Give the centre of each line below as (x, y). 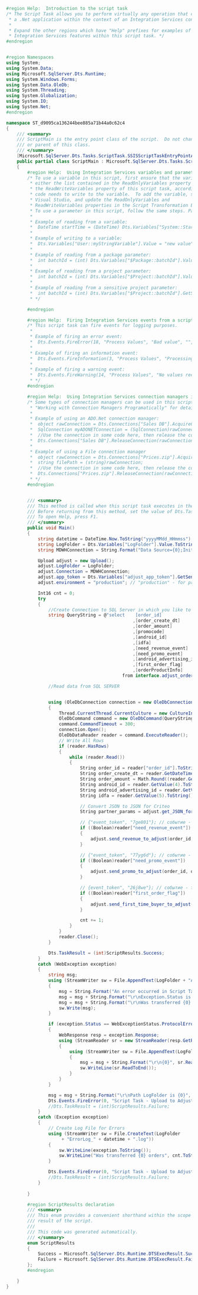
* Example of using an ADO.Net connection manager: (95, 419)
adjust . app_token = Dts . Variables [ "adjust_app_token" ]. (108, 577)
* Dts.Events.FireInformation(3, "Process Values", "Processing (112, 358)
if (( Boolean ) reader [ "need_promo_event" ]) (133, 861)
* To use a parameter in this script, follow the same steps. (108, 211)
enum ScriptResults (51, 1243)
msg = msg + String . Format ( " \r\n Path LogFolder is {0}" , (120, 1095)
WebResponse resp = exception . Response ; (109, 1035)
